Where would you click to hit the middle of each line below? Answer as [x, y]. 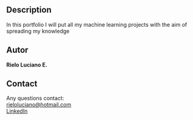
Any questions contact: [35, 98]
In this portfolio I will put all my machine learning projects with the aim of [97, 24]
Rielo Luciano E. [27, 65]
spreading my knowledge [38, 31]
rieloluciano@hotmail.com [39, 105]
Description [29, 10]
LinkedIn [17, 111]
